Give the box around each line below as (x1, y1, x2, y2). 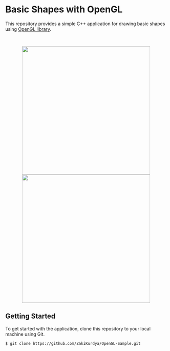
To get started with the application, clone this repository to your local (5, 325, 151, 331)
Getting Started (5, 312, 56, 321)
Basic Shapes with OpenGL (5, 4, 123, 15)
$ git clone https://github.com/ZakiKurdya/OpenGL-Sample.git (5, 341, 141, 346)
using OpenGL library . (5, 26, 52, 32)
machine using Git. (5, 331, 45, 337)
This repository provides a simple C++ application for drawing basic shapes (5, 21, 165, 27)
